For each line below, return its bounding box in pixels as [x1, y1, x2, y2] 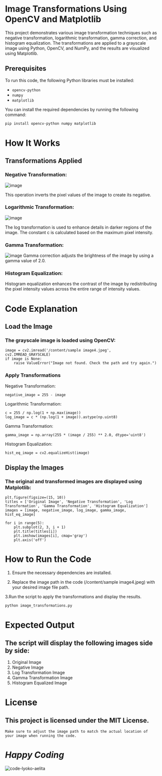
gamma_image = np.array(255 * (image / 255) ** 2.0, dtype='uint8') [5, 432, 146, 438]
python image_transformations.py [5, 603, 73, 608]
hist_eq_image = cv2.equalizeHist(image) [5, 450, 90, 455]
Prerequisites [5, 65, 46, 73]
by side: [5, 646, 30, 655]
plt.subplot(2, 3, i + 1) [14, 525, 66, 530]
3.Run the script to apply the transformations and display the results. [5, 594, 142, 600]
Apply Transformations [5, 372, 61, 379]
